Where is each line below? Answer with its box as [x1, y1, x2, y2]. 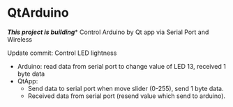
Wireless [7, 35, 33, 43]
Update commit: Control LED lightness [7, 49, 117, 57]
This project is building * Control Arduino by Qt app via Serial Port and [7, 28, 209, 36]
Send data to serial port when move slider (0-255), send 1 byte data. [27, 84, 224, 92]
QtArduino [7, 5, 69, 21]
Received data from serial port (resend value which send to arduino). [27, 92, 225, 100]
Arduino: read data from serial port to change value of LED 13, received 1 [17, 62, 227, 70]
